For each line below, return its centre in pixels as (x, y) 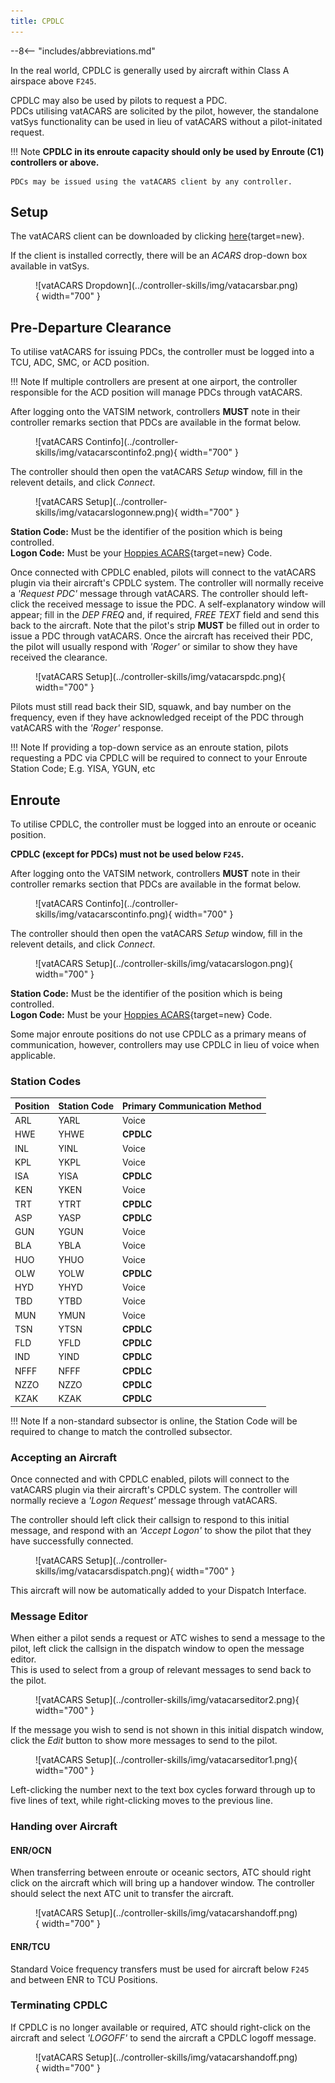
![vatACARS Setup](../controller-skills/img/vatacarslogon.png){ (164, 964)
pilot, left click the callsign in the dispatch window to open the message (157, 1649)
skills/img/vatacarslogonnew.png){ (106, 512)
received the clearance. (59, 657)
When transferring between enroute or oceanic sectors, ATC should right (161, 1872)
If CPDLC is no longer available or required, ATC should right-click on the (160, 2027)
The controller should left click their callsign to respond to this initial (150, 1519)
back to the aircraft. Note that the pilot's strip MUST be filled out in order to (165, 626)
